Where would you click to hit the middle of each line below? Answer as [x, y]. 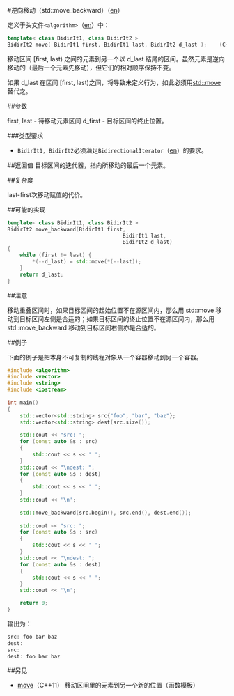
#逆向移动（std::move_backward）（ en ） [65, 10]
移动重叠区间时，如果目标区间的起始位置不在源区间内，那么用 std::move [111, 310]
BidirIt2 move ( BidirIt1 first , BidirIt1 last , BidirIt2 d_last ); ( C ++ [119, 45]
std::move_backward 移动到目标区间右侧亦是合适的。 [84, 327]
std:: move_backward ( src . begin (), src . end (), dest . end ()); [106, 513]
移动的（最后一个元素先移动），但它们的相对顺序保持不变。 [91, 68]
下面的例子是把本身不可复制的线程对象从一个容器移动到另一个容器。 [105, 357]
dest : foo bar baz [34, 656]
